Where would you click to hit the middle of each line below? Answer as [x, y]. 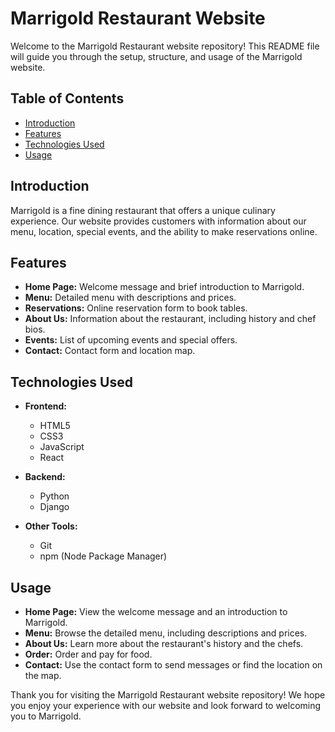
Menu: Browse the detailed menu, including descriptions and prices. [166, 633]
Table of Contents [67, 98]
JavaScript [62, 447]
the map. [43, 675]
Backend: [45, 477]
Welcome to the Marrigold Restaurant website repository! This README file [165, 46]
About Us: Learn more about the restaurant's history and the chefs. [164, 643]
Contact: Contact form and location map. [110, 351]
